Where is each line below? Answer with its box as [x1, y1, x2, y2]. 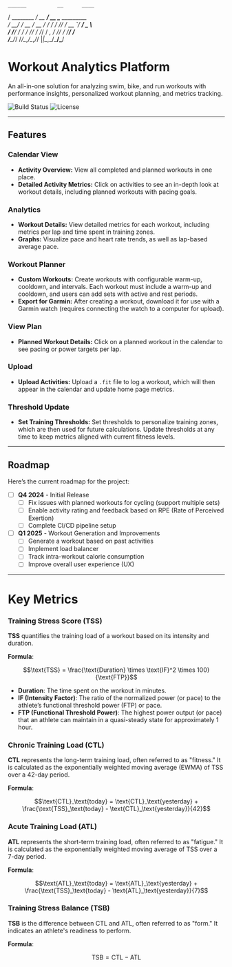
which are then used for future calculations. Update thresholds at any [17, 426, 215, 434]
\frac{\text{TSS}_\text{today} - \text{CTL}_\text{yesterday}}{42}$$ [22, 805, 211, 813]
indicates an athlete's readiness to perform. [8, 926, 131, 935]
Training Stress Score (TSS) [8, 616, 103, 626]
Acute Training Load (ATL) [8, 822, 97, 832]
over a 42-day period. [8, 770, 70, 779]
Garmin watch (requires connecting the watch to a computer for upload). [17, 305, 224, 313]
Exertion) [28, 514, 54, 522]
